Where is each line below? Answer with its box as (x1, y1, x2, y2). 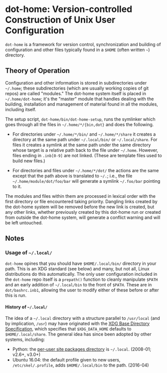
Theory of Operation (5, 67, 70, 75)
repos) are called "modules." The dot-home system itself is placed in (5, 90, 146, 96)
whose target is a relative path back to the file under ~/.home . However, (12, 147, 159, 153)
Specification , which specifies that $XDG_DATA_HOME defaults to (5, 325, 132, 331)
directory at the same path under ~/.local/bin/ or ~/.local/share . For (12, 136, 158, 142)
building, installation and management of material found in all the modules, (5, 101, 159, 107)
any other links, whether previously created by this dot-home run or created (5, 209, 161, 215)
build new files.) (12, 158, 46, 164)
